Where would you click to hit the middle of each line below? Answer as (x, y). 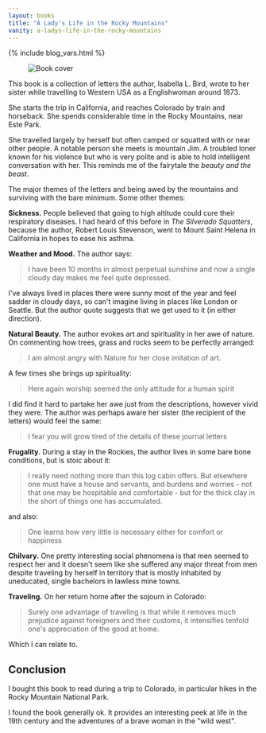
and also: (23, 517)
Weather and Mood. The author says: (70, 254)
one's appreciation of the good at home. (93, 629)
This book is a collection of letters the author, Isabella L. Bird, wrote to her (129, 84)
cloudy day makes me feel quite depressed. (99, 278)
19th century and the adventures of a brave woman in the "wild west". (122, 721)
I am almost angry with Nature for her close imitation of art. (124, 358)
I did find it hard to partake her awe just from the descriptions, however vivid (133, 404)
